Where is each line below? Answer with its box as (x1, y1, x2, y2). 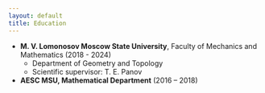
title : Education (8, 19, 67, 27)
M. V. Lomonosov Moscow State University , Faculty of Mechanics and (19, 41, 258, 51)
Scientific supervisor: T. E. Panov (31, 67, 143, 76)
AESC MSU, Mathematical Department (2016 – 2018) (19, 75, 199, 85)
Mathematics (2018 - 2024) (19, 50, 111, 59)
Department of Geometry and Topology (31, 58, 164, 68)
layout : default (8, 11, 63, 20)
